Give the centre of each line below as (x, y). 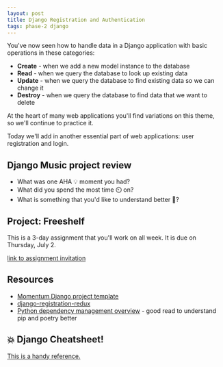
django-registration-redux (54, 303)
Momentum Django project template (68, 296)
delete (26, 103)
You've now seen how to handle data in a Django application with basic (107, 46)
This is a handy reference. (44, 356)
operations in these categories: (51, 53)
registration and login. (38, 144)
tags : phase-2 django (38, 26)
